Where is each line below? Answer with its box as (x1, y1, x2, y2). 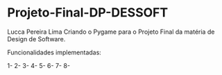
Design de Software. (7, 34, 66, 43)
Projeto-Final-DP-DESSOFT (7, 5, 169, 21)
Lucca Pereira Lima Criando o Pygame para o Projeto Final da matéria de (7, 28, 215, 36)
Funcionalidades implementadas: (7, 48, 102, 56)
